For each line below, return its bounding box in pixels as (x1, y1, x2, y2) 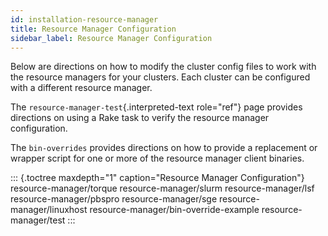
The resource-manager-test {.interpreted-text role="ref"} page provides (10, 101, 303, 113)
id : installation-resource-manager (10, 14, 159, 25)
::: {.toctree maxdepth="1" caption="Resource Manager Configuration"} (10, 172, 305, 184)
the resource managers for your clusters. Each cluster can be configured (10, 71, 311, 83)
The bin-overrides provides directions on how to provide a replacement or (10, 142, 318, 154)
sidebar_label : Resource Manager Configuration (10, 33, 213, 43)
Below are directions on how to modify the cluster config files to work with (10, 61, 317, 73)
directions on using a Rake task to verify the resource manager (10, 112, 270, 124)
